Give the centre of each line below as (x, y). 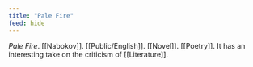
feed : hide (27, 23)
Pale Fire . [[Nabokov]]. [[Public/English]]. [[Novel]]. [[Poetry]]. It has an (127, 45)
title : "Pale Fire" (41, 16)
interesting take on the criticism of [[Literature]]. (88, 54)
